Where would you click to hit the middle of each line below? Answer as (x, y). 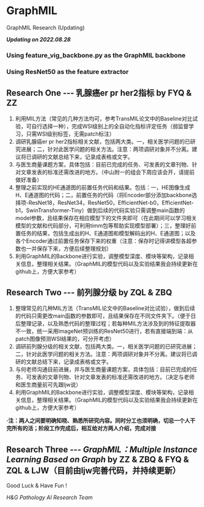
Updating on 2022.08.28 (39, 39)
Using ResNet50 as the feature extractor (67, 72)
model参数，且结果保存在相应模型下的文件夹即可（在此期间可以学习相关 (106, 218)
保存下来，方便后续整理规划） (74, 248)
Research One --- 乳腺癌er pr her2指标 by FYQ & (99, 93)
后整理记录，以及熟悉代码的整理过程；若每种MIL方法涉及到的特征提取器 (106, 324)
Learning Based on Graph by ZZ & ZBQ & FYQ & (98, 459)
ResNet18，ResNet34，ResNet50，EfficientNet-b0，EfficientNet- (111, 202)
